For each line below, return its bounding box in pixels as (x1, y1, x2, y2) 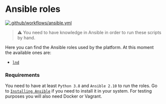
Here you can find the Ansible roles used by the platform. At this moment (5, 44, 154, 50)
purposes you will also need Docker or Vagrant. (5, 93, 103, 100)
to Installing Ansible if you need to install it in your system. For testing (5, 88, 152, 94)
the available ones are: (5, 50, 52, 55)
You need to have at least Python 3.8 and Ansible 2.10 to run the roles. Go (5, 83, 158, 89)
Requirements (5, 71, 40, 78)
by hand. (17, 35, 36, 41)
